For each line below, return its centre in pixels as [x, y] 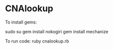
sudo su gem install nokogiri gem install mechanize [57, 31]
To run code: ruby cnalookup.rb [37, 41]
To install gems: [21, 22]
